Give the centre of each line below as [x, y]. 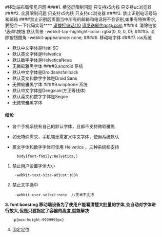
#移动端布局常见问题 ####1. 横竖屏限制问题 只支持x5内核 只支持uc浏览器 [79, 7]
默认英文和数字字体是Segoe [40, 97]
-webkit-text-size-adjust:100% [46, 175]
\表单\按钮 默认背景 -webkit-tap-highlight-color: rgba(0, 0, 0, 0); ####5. [77, 31]
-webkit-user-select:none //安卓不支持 [54, 195]
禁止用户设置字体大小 [33, 166]
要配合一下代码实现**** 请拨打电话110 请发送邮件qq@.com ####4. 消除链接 [81, 25]
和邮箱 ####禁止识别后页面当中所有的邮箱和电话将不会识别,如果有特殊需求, [81, 19]
